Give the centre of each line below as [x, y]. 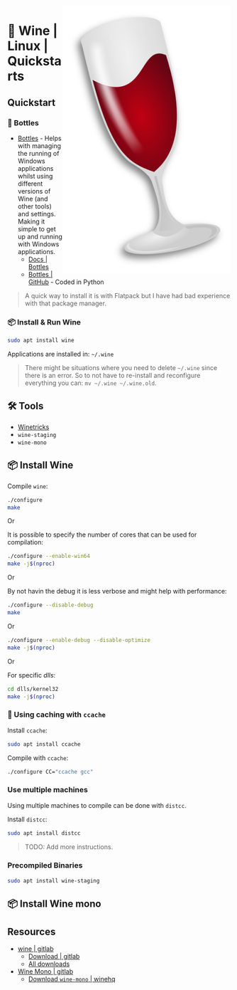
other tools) [34, 206]
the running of [38, 153]
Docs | [38, 259]
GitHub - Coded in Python [66, 282]
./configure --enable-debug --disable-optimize [79, 640]
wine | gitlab [35, 949]
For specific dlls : [32, 675]
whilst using [35, 176]
